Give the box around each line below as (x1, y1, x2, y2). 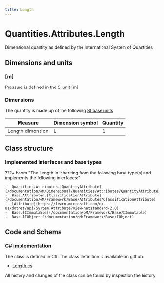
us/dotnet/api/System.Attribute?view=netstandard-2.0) (5, 206, 119, 211)
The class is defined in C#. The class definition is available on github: (5, 253, 144, 259)
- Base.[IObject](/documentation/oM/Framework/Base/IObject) (5, 215, 134, 219)
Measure (18, 119, 39, 126)
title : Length (5, 7, 34, 12)
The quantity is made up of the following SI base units (5, 108, 114, 113)
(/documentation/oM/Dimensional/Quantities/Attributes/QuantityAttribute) (5, 189, 161, 194)
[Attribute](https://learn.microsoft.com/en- (11, 201, 106, 207)
